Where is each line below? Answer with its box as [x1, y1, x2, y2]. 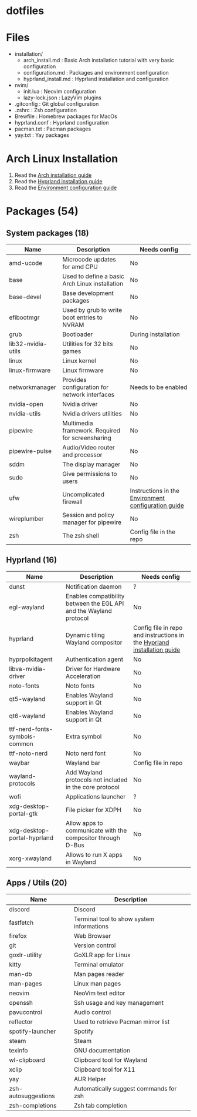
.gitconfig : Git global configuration [14, 100, 99, 108]
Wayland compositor [65, 638, 123, 646]
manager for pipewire [62, 518, 122, 526]
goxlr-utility [9, 951, 42, 959]
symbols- [9, 732, 36, 740]
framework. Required [62, 427, 121, 435]
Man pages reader [73, 970, 125, 978]
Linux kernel [62, 357, 97, 365]
